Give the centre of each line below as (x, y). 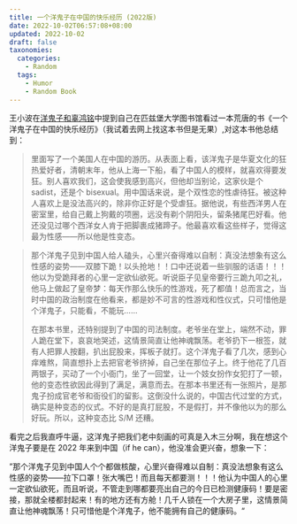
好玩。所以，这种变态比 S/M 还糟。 (95, 418)
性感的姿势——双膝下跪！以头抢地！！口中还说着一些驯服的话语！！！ (159, 266)
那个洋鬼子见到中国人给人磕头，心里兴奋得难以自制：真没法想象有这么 (159, 255)
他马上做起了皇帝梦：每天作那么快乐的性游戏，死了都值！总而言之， (155, 288)
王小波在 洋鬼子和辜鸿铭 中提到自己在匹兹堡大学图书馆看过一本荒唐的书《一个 (148, 118)
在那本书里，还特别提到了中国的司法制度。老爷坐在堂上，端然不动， (155, 329)
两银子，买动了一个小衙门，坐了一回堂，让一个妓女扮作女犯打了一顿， (159, 374)
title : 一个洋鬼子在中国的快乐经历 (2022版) (83, 17)
